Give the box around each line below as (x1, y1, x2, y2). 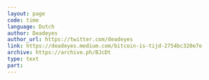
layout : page (7, 10, 46, 17)
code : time (7, 17, 39, 24)
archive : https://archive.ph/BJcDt (7, 49, 112, 56)
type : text (7, 56, 39, 63)
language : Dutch (7, 23, 55, 30)
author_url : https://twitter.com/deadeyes (7, 36, 133, 43)
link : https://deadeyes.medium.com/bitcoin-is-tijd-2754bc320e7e (7, 42, 202, 49)
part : (7, 62, 23, 69)
